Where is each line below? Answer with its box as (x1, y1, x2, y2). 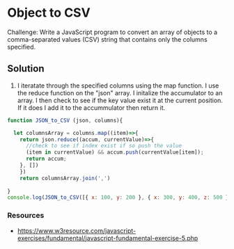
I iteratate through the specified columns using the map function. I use (17, 81, 219, 90)
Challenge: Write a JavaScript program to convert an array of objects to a (7, 28, 218, 36)
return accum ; (25, 155, 68, 163)
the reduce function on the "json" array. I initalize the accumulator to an (17, 88, 223, 97)
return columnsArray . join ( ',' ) (19, 175, 111, 182)
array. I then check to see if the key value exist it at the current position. (17, 96, 223, 104)
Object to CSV (7, 5, 91, 21)
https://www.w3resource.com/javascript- (17, 226, 136, 234)
